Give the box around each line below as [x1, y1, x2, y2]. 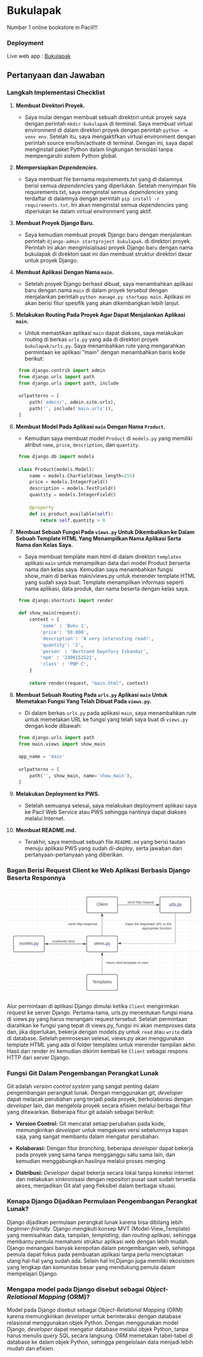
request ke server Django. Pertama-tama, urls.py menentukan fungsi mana [7, 1009, 193, 1016]
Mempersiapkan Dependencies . [15, 164, 98, 171]
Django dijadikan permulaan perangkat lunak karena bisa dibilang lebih [7, 1219, 183, 1226]
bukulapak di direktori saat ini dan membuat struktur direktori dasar [24, 250, 192, 257]
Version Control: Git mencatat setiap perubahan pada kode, [15, 1120, 166, 1127]
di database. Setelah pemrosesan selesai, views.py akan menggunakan [7, 1035, 185, 1042]
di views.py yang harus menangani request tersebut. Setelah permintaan [7, 1015, 188, 1023]
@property [29, 504, 54, 511]
